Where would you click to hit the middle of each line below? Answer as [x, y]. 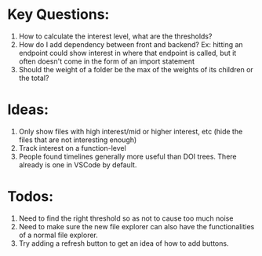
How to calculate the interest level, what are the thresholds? [115, 36]
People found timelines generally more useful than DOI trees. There [127, 156]
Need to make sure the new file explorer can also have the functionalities [136, 226]
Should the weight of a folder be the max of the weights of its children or [136, 69]
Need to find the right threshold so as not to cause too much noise [126, 218]
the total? [34, 78]
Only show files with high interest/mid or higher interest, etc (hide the [131, 131]
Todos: [31, 197]
